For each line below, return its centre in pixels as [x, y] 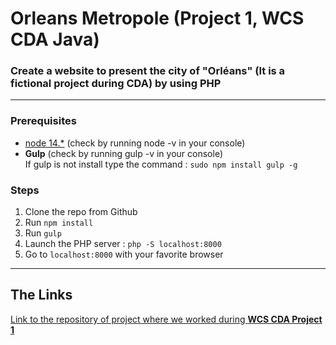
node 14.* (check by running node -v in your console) [135, 143]
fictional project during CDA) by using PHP [116, 84]
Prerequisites [43, 121]
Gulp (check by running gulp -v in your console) [124, 153]
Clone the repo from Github [81, 212]
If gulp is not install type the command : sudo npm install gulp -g [161, 164]
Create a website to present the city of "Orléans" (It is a [148, 71]
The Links [41, 295]
